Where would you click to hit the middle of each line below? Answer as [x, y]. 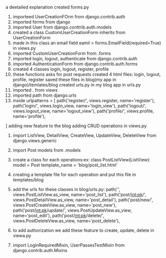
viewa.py [22, 236]
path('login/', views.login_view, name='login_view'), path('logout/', [80, 106]
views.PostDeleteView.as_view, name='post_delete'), [66, 221]
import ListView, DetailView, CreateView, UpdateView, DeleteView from [85, 135]
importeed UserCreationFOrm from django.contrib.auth [69, 17]
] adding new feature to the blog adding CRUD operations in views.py [76, 126]
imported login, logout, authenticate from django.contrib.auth [75, 58]
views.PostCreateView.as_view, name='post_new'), [64, 205]
